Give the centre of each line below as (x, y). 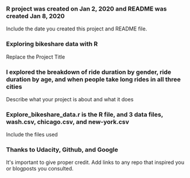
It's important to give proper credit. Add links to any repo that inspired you (95, 162)
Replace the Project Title (36, 57)
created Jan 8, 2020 (35, 16)
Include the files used (32, 135)
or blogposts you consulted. (40, 169)
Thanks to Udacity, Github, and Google (62, 150)
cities (14, 87)
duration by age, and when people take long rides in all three (94, 79)
